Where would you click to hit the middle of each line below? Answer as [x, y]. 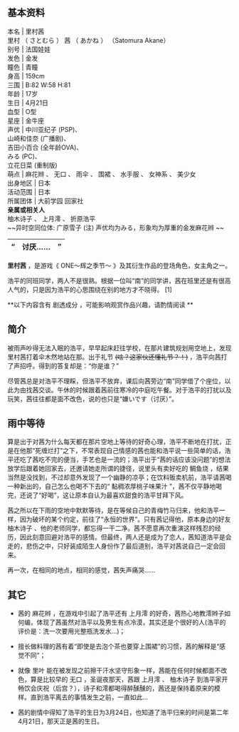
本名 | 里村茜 [26, 31]
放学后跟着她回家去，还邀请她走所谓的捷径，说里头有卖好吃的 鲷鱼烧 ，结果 [118, 469]
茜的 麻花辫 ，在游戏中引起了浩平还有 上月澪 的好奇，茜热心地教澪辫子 [121, 614]
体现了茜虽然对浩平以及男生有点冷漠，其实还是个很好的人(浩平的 [131, 622]
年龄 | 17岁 [23, 93]
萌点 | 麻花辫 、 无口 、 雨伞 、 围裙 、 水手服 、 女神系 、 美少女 [102, 174]
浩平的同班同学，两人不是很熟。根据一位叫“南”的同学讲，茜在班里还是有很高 [119, 280]
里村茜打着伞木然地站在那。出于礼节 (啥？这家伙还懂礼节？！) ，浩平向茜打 [117, 357]
